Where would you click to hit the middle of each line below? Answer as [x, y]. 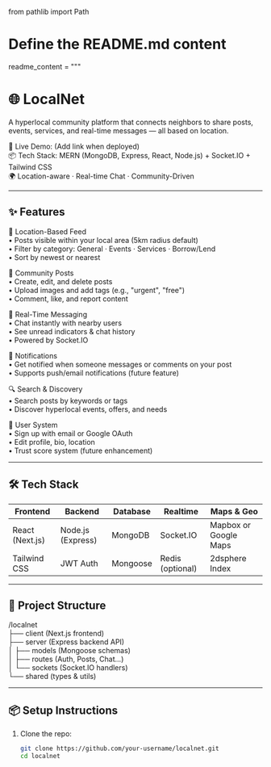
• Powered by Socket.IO [48, 340]
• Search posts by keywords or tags [68, 400]
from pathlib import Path [49, 12]
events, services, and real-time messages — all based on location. [119, 130]
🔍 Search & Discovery [46, 389]
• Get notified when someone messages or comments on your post [120, 364]
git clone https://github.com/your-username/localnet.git [119, 749]
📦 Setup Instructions [63, 710]
